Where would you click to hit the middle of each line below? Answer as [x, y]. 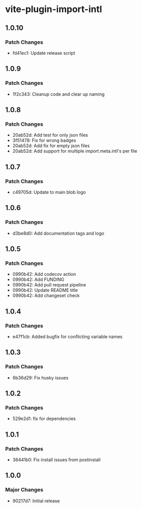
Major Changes [24, 490]
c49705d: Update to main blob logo [49, 192]
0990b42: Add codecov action [44, 274]
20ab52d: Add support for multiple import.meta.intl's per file [75, 151]
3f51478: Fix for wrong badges [44, 140]
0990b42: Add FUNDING [38, 279]
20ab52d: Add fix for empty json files [51, 146]
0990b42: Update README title [45, 290]
